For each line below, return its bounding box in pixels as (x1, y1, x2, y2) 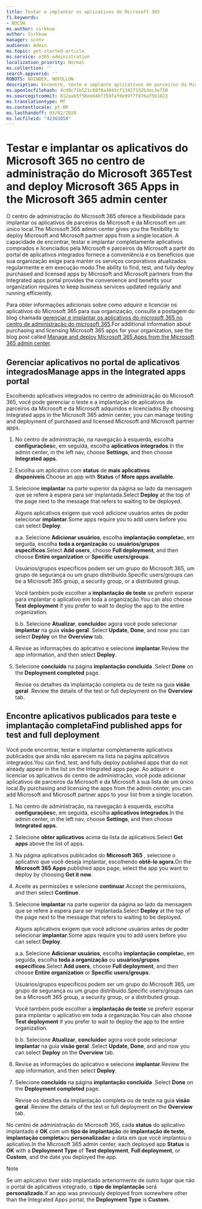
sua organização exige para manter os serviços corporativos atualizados (6, 258, 186, 265)
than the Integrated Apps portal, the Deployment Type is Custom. (6, 1196, 170, 1203)
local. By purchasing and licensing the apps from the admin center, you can (6, 784, 192, 792)
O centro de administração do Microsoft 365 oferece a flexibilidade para (6, 212, 185, 220)
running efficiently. (6, 290, 53, 297)
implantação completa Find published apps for (6, 720, 182, 731)
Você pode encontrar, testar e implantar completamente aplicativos (6, 746, 173, 753)
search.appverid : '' (6, 71, 58, 77)
